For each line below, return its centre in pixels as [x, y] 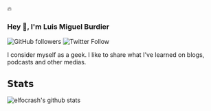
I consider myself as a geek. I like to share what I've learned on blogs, [106, 55]
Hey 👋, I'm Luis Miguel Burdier [58, 27]
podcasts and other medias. [47, 62]
